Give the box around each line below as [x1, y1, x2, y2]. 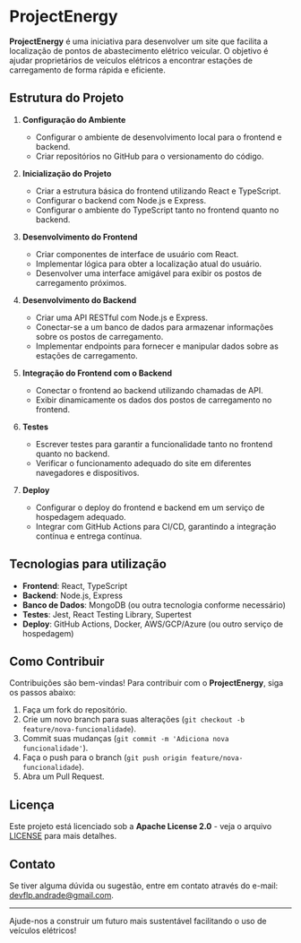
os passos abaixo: [9, 688, 76, 698]
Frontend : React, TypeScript [21, 580, 128, 591]
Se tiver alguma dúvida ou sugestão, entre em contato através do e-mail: [9, 880, 279, 891]
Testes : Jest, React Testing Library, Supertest [21, 609, 192, 619]
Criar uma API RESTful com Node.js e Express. [35, 312, 209, 323]
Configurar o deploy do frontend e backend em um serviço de [35, 502, 265, 513]
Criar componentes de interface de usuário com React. [35, 248, 239, 259]
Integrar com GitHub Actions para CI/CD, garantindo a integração [35, 521, 277, 532]
